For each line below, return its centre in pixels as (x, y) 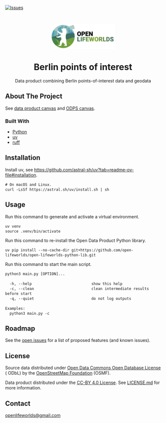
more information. (23, 388)
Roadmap (20, 329)
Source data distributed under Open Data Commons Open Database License (83, 368)
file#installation (21, 175)
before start (19, 294)
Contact (18, 403)
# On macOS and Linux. (28, 185)
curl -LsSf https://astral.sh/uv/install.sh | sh (57, 190)
